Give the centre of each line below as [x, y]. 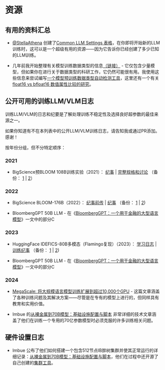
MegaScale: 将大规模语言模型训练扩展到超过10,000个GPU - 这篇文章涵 [84, 291]
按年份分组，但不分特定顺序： [35, 147]
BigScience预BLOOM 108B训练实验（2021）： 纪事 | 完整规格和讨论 [80, 172]
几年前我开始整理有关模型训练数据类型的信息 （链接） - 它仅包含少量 [82, 66]
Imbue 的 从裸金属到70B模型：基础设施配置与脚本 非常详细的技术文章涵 [84, 314]
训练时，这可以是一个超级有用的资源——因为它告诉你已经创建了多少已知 [85, 49]
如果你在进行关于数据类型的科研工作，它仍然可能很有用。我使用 [90, 72]
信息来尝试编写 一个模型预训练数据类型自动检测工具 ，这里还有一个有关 [88, 78]
